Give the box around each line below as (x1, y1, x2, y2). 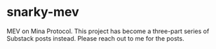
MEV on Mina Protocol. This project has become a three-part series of (6, 27, 210, 35)
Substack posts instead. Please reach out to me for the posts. (6, 34, 184, 42)
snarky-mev (6, 4, 80, 20)
